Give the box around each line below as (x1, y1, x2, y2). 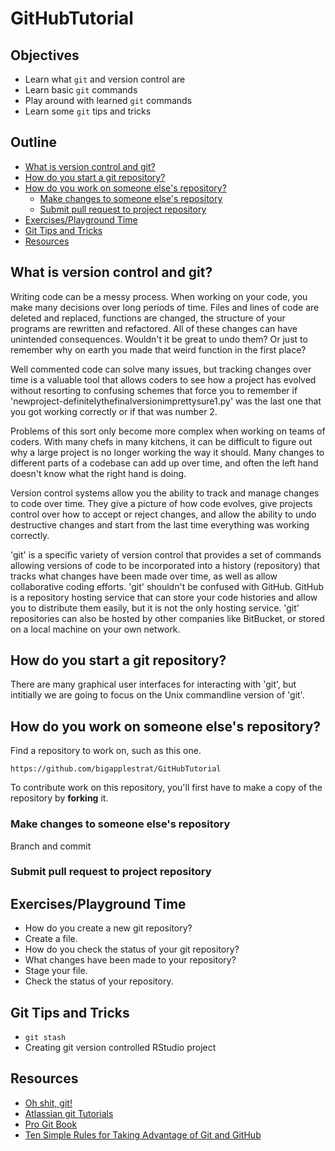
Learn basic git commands (24, 84, 138, 96)
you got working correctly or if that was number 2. (10, 405, 218, 417)
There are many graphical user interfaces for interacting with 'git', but (10, 678, 297, 691)
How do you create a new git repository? (24, 922, 193, 934)
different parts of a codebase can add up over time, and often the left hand (10, 457, 319, 469)
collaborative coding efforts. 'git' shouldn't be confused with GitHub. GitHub (10, 580, 324, 592)
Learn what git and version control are (24, 73, 186, 85)
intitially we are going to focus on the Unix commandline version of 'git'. (10, 689, 305, 701)
